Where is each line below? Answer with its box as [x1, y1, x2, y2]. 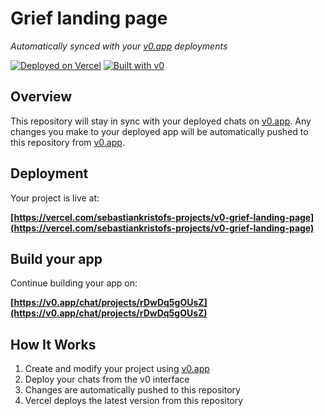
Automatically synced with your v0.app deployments [10, 40, 228, 52]
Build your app [10, 250, 103, 267]
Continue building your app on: [10, 277, 138, 289]
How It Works [10, 336, 97, 353]
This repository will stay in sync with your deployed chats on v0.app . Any [10, 115, 312, 127]
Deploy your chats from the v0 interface [24, 373, 190, 386]
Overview [10, 88, 73, 106]
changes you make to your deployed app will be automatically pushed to [10, 125, 309, 137]
